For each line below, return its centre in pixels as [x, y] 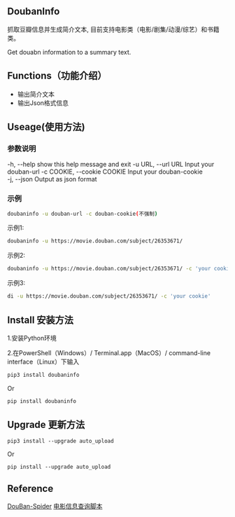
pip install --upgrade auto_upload [59, 467]
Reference [30, 489]
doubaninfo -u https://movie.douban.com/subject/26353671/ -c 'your [109, 269]
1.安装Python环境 [32, 338]
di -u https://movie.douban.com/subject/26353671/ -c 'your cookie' [109, 296]
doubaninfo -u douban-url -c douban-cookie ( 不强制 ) [83, 214]
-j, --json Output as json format [52, 179]
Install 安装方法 [41, 320]
